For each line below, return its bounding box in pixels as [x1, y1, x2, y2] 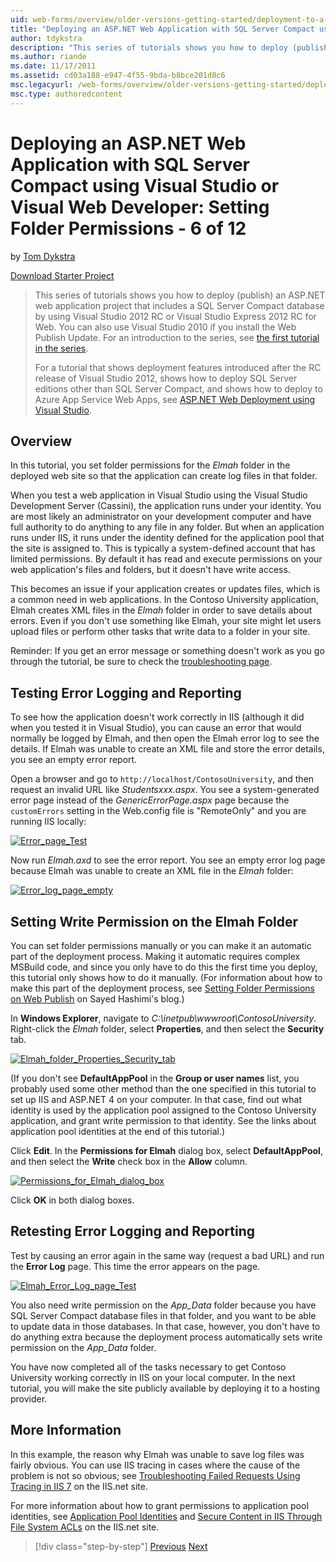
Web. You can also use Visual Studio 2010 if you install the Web [34, 321, 297, 333]
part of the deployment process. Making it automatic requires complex [10, 951, 301, 962]
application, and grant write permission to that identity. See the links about [10, 1115, 317, 1126]
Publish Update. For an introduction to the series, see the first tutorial [34, 331, 320, 343]
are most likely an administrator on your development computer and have [10, 511, 312, 523]
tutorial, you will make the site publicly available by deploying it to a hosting [10, 1382, 321, 1394]
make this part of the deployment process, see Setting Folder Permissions [10, 982, 316, 994]
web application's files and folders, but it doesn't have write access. [10, 564, 291, 576]
